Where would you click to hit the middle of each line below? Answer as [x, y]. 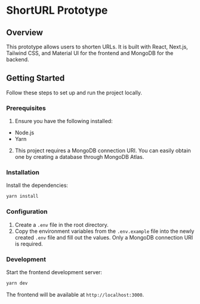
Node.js [24, 133]
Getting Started [36, 78]
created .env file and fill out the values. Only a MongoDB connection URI [104, 237]
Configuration [27, 211]
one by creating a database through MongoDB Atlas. [79, 157]
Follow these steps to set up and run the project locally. [74, 93]
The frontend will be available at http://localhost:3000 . [75, 294]
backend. [18, 59]
